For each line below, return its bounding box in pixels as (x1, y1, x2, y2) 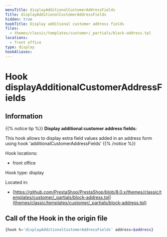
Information (5, 112, 43, 121)
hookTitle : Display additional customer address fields (5, 21, 124, 27)
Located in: (5, 179, 29, 185)
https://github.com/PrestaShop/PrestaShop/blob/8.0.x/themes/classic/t (14, 189, 162, 195)
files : (5, 26, 19, 31)
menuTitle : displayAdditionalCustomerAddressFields (5, 7, 115, 13)
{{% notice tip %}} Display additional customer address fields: (5, 125, 137, 131)
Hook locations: (5, 150, 38, 156)
